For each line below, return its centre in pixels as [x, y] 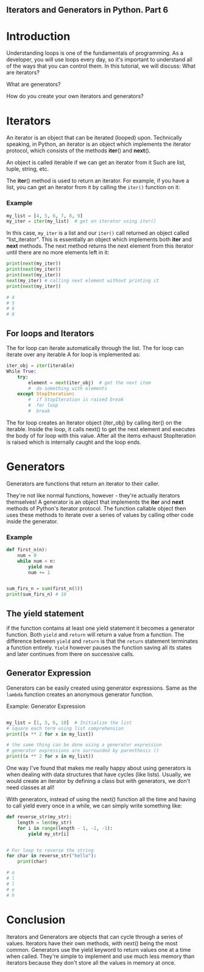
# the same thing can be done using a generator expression [84, 745]
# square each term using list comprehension [65, 728]
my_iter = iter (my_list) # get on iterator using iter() [81, 221]
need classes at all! [30, 788]
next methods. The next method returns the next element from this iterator [100, 246]
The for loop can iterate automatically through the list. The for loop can [95, 348]
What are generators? [33, 84]
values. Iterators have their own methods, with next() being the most [92, 943]
